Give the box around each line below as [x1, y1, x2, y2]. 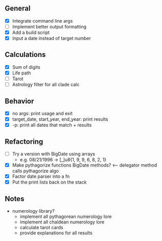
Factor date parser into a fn [12, 173, 70, 179]
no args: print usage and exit [12, 110, 73, 116]
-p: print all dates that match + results [12, 122, 92, 128]
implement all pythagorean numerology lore [19, 213, 112, 219]
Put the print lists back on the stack [12, 179, 87, 186]
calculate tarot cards [19, 225, 63, 230]
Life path [12, 69, 31, 76]
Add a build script [12, 29, 50, 35]
